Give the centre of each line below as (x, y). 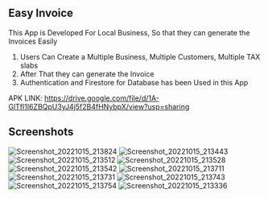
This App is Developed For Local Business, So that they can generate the (129, 32)
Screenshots (41, 132)
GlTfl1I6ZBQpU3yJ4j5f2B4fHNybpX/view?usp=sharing (99, 106)
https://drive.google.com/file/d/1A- (101, 98)
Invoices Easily (33, 41)
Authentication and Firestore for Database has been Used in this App (134, 82)
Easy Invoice (41, 13)
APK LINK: (25, 98)
